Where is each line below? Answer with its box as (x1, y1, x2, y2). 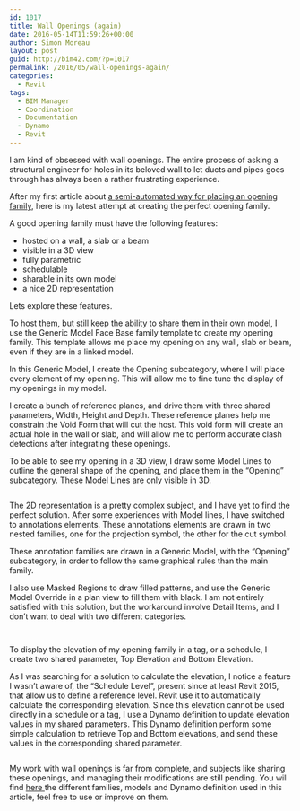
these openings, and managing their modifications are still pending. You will (9, 772, 288, 783)
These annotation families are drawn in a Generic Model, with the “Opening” (9, 545, 291, 556)
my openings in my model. (9, 382, 107, 393)
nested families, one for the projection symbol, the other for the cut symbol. (9, 528, 288, 539)
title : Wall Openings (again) (9, 22, 123, 31)
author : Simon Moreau (9, 38, 90, 48)
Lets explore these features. (9, 300, 113, 310)
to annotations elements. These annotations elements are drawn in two (9, 519, 271, 529)
